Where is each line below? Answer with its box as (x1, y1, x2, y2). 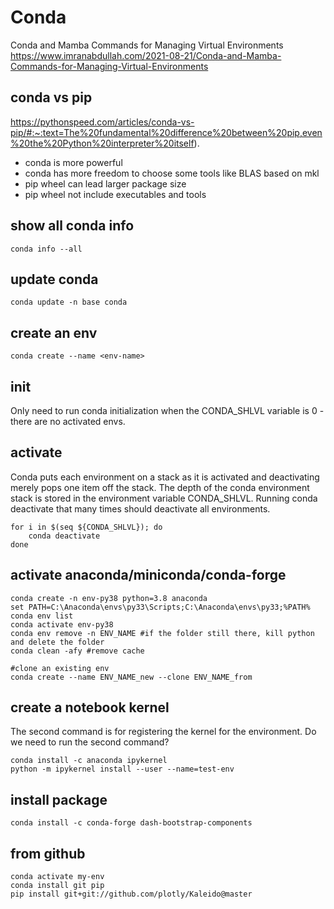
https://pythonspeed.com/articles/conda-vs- (10, 116, 195, 128)
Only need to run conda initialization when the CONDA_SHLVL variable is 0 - (10, 405, 325, 416)
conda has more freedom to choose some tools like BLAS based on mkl (24, 167, 320, 179)
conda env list (10, 611, 74, 621)
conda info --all (10, 244, 83, 254)
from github (10, 845, 86, 862)
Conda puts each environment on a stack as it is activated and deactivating (10, 471, 320, 483)
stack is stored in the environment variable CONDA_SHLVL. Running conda (10, 492, 318, 504)
